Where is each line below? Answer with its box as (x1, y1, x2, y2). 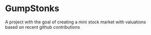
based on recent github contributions (5, 24, 80, 30)
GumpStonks (5, 3, 60, 14)
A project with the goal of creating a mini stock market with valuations (5, 19, 146, 25)
